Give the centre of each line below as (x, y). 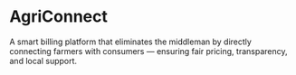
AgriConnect (59, 17)
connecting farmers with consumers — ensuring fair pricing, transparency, (148, 51)
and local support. (43, 61)
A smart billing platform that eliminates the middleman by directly (130, 42)
